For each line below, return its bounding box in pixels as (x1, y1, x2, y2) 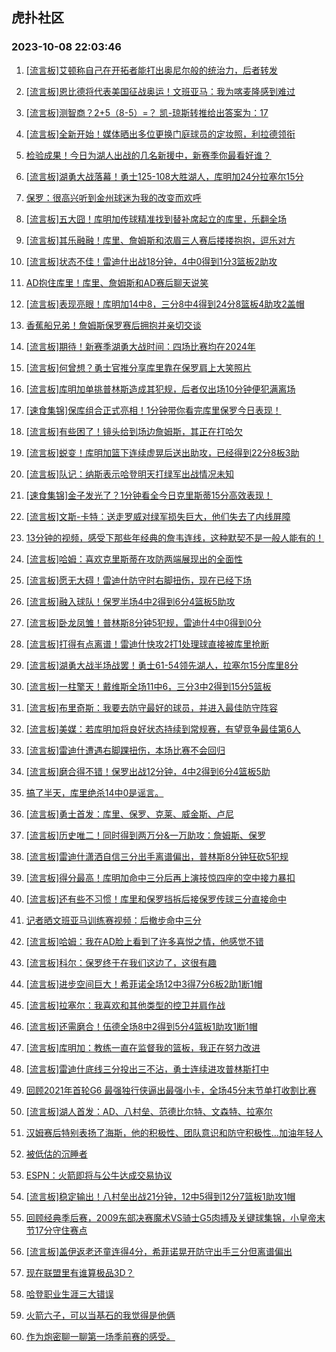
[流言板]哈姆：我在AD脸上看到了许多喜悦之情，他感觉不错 (25, 935, 264, 947)
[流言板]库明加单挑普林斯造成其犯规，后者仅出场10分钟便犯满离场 (25, 383, 296, 395)
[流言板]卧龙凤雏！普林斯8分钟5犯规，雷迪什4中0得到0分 (25, 616, 262, 628)
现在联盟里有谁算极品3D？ (25, 1266, 135, 1278)
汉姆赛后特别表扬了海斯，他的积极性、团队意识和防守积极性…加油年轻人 (25, 1126, 323, 1138)
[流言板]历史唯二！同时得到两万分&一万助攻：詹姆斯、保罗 (25, 829, 267, 841)
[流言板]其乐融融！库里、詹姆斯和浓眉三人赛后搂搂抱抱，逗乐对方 (25, 234, 296, 246)
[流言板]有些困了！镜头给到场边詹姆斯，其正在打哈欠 (25, 425, 244, 437)
